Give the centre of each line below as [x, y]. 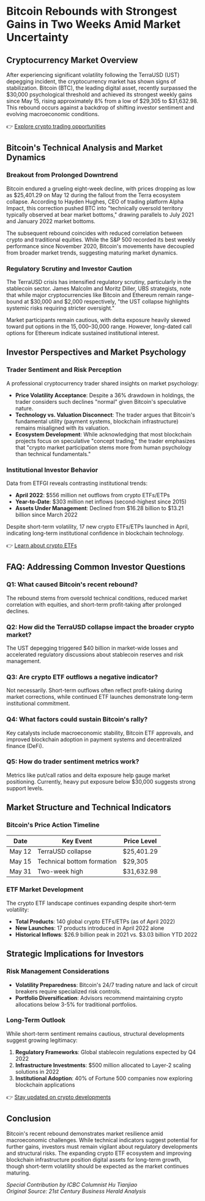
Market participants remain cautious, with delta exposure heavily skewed [99, 320]
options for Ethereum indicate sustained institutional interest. [83, 333]
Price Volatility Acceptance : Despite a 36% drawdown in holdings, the [105, 395]
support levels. [25, 788]
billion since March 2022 [46, 514]
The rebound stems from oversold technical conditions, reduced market [97, 598]
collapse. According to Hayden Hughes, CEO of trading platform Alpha [95, 202]
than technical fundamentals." [53, 454]
